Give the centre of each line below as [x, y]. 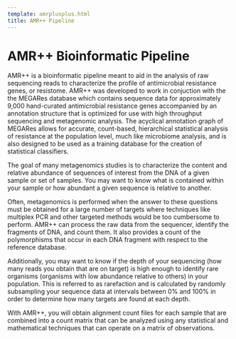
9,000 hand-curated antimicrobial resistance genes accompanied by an [112, 106]
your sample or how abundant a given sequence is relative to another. [109, 188]
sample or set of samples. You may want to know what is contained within [116, 181]
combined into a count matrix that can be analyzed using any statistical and [118, 320]
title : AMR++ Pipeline [41, 21]
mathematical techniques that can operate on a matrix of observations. [111, 328]
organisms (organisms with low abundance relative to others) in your [108, 276]
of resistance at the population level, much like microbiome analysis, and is [117, 136]
